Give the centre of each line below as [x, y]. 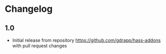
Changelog [29, 9]
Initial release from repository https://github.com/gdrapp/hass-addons [86, 40]
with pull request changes [39, 46]
